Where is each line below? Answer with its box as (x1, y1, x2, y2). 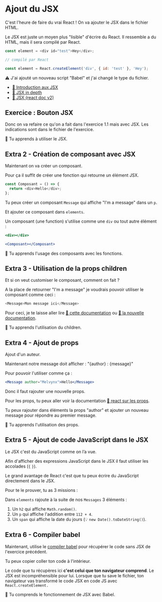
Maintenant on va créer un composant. (5, 163, 82, 169)
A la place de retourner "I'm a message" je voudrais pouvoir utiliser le (5, 287, 144, 293)
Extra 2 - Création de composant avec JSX (5, 150, 136, 158)
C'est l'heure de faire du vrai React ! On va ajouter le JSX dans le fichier (5, 19, 148, 25)
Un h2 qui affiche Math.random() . (12, 506, 77, 512)
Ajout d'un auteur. (5, 352, 41, 358)
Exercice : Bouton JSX (5, 108, 74, 117)
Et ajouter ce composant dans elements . (5, 209, 85, 214)
